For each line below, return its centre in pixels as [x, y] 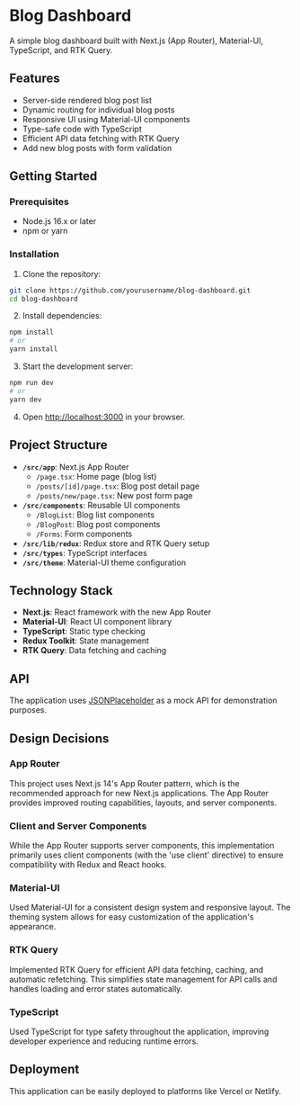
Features [35, 79]
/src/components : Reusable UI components [101, 505]
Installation [35, 255]
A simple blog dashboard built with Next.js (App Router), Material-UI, [136, 40]
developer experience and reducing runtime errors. [104, 1041]
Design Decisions [59, 738]
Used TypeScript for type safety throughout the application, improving [139, 1032]
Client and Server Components [78, 826]
